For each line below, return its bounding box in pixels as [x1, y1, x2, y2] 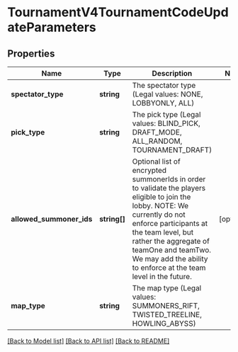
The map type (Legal [132, 283, 202, 293]
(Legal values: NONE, [132, 89, 203, 99]
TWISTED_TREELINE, [132, 310, 202, 319]
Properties [7, 47, 55, 59]
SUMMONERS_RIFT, [132, 301, 200, 310]
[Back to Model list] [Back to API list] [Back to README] [7, 337, 170, 345]
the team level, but [132, 227, 194, 237]
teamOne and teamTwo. [132, 245, 211, 255]
